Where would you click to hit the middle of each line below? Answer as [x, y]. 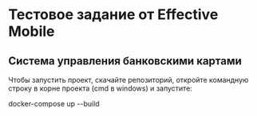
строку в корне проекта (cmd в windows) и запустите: [101, 88]
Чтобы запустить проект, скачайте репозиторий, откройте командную [128, 80]
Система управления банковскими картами [125, 61]
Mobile [32, 31]
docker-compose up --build [54, 104]
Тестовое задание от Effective [113, 15]
